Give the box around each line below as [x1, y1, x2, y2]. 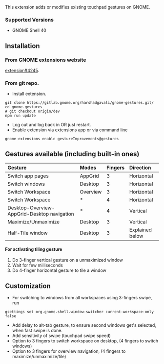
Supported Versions [5, 16, 54, 23]
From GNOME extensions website [5, 56, 86, 63]
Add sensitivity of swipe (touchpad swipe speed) [12, 333, 111, 339]
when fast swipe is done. [12, 328, 62, 334]
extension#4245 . [5, 67, 40, 73]
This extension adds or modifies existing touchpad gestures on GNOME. [5, 4, 150, 10]
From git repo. [5, 79, 39, 86]
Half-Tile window [7, 230, 48, 237]
